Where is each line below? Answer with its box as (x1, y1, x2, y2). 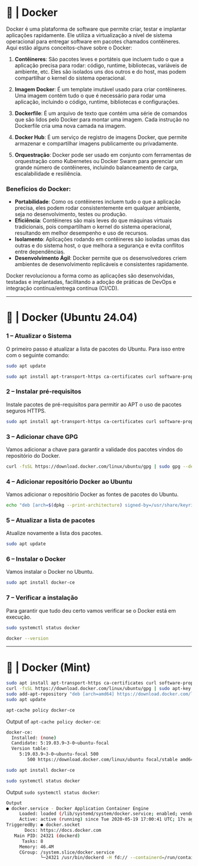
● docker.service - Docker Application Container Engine (6, 805, 149, 811)
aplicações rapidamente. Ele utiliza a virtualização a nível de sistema (6, 31, 173, 38)
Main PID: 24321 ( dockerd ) (14, 832, 81, 839)
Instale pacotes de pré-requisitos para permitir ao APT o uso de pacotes (6, 401, 182, 408)
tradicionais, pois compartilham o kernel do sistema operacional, (14, 223, 172, 230)
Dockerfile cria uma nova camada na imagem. (14, 122, 127, 129)
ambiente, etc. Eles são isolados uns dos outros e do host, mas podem (14, 68, 187, 75)
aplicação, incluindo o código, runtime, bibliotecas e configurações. (14, 98, 180, 105)
